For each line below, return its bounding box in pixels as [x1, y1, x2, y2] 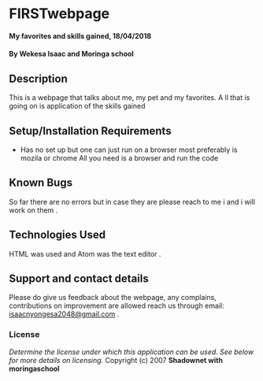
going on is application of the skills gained [9, 102, 146, 111]
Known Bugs [9, 176, 73, 190]
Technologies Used [9, 228, 106, 242]
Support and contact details [9, 272, 149, 286]
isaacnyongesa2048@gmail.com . [9, 309, 120, 319]
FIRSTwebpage [9, 5, 110, 23]
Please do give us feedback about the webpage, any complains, [9, 293, 217, 302]
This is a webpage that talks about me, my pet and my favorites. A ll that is [9, 93, 250, 102]
